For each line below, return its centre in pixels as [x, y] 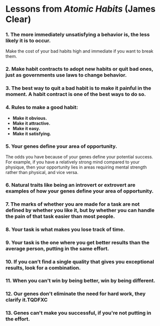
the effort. [18, 319]
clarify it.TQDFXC [27, 300]
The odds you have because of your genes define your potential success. [79, 156]
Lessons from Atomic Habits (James [80, 9]
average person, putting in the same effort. [57, 249]
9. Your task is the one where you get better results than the [78, 242]
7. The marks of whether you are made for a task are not [73, 204]
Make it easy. [26, 128]
